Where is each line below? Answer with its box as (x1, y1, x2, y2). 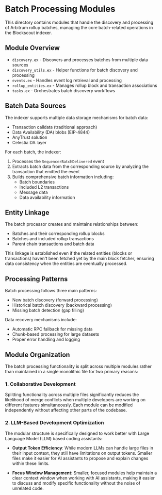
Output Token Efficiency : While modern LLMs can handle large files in (12, 445, 154, 451)
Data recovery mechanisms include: (5, 317, 77, 323)
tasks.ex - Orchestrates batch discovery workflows (12, 87, 115, 93)
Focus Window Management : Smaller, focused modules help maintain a (12, 470, 157, 476)
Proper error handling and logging (12, 336, 80, 343)
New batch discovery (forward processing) (12, 297, 98, 303)
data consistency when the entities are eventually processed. (5, 261, 128, 266)
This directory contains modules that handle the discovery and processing (5, 19, 154, 25)
